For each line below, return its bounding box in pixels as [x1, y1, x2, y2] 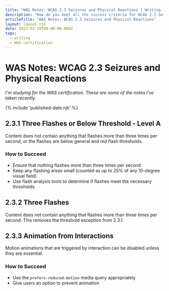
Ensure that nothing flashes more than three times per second [12, 162, 141, 168]
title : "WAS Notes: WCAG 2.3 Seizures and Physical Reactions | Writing [5, 7, 161, 13]
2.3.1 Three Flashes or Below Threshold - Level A [5, 119, 161, 128]
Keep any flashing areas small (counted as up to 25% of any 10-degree [12, 167, 160, 173]
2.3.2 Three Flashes [5, 198, 69, 207]
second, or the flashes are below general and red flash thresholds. [5, 138, 143, 144]
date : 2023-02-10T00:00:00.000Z [5, 26, 73, 31]
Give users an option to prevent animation [12, 280, 100, 286]
